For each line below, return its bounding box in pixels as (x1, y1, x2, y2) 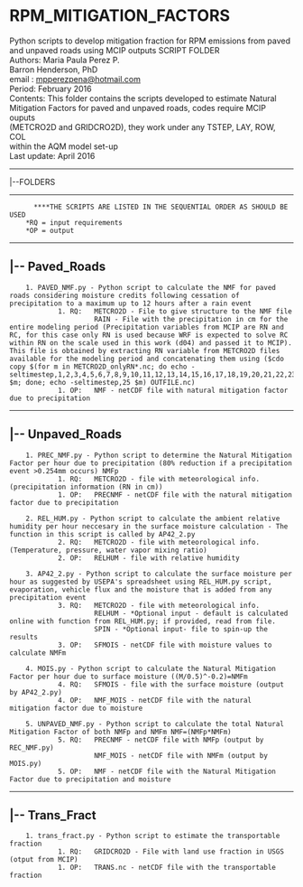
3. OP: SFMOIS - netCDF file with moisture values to (57, 640, 272, 649)
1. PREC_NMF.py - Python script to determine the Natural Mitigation (25, 451, 293, 460)
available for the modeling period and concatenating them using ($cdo (9, 354, 284, 363)
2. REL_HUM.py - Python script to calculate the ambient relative (25, 514, 280, 523)
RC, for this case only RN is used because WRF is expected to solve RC (9, 331, 289, 340)
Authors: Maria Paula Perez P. (9, 54, 120, 65)
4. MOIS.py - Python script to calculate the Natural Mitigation (25, 664, 277, 673)
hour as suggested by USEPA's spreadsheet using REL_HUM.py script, (9, 577, 272, 586)
